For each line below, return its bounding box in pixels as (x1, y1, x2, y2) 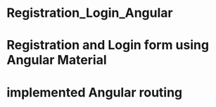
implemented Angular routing (6, 84, 183, 100)
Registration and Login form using (6, 37, 209, 53)
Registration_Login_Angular (6, 5, 173, 21)
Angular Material (6, 52, 107, 68)
